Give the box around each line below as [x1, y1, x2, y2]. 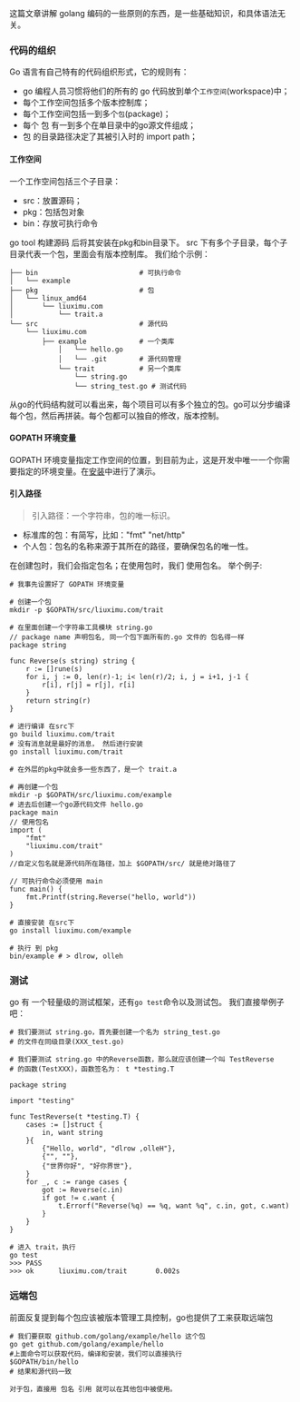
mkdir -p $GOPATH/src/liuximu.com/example [9, 790, 172, 799]
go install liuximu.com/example [9, 925, 131, 935]
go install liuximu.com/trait [9, 747, 124, 756]
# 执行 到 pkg [9, 943, 59, 953]
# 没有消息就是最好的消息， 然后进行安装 [9, 739, 143, 748]
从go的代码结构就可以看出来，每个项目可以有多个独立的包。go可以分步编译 [9, 399, 291, 410]
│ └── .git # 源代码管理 [57, 354, 181, 363]
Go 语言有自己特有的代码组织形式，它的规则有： [9, 66, 189, 77]
